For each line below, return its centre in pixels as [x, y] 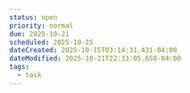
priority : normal [41, 26]
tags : [19, 67]
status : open [33, 17]
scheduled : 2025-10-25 [51, 42]
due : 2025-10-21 [39, 34]
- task [29, 75]
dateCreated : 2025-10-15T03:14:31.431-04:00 [93, 50]
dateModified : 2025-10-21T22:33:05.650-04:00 [95, 58]
